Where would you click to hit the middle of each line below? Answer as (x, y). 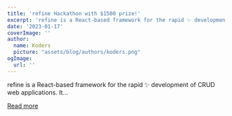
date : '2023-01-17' (35, 26)
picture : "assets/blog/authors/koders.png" (77, 52)
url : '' (25, 65)
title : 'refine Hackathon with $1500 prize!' (74, 13)
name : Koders (32, 46)
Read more (23, 106)
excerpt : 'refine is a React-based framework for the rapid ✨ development (118, 20)
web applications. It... (38, 92)
